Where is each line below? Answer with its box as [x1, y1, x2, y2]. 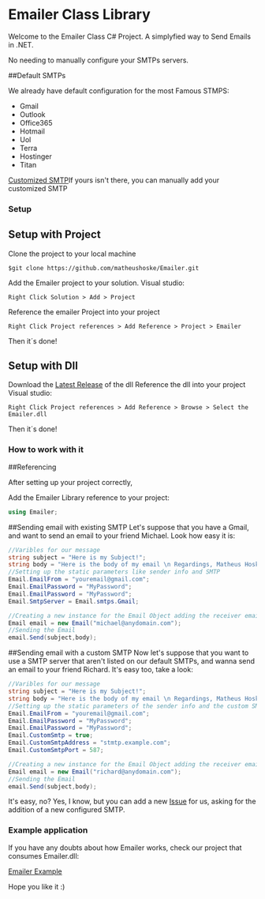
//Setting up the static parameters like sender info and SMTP [8, 568, 221, 576]
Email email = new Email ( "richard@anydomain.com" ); [8, 768, 181, 776]
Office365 [19, 118, 53, 127]
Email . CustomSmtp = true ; [8, 732, 93, 739]
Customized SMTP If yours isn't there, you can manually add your [8, 175, 219, 185]
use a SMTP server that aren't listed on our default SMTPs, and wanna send [8, 656, 255, 666]
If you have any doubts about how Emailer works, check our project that [8, 843, 242, 852]
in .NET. [8, 39, 34, 49]
